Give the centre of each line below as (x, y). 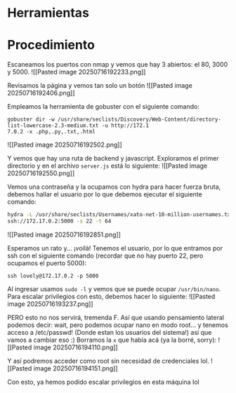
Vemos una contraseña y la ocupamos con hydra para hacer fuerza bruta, (114, 187)
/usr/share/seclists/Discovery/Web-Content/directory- (139, 120)
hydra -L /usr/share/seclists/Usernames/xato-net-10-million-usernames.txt (120, 215)
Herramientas (48, 13)
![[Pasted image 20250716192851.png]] (64, 234)
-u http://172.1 (125, 126)
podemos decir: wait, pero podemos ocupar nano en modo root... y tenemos (118, 325)
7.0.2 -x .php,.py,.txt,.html (52, 132)
